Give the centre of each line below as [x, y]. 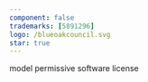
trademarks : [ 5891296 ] [52, 26]
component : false [42, 18]
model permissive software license [74, 68]
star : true [30, 43]
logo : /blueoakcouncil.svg [60, 34]
